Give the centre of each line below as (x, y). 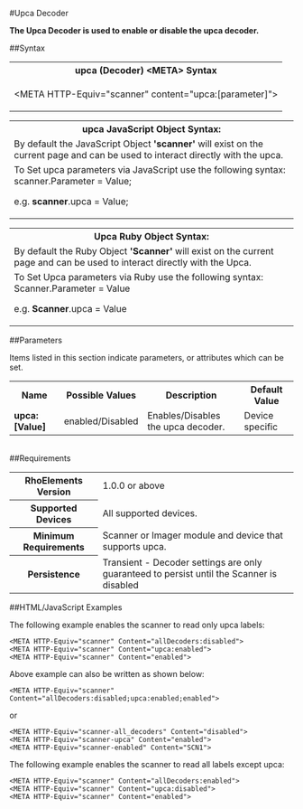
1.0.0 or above (133, 485)
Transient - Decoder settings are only (182, 562)
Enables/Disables (184, 415)
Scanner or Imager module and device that (193, 535)
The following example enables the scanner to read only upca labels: (137, 625)
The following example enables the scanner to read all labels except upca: (147, 764)
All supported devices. (150, 513)
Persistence (54, 574)
